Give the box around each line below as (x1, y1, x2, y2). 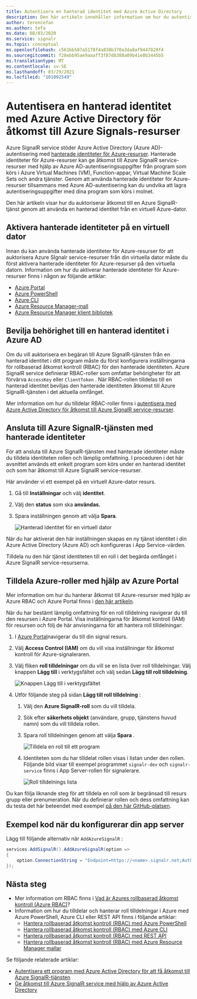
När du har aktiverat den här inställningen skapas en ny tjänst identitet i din (6, 535, 187, 542)
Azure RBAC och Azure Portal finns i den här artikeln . (6, 598, 134, 605)
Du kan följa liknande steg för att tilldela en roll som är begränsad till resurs (6, 790, 187, 797)
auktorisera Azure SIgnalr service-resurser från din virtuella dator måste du (6, 254, 188, 261)
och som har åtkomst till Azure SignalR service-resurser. (6, 466, 142, 474)
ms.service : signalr (6, 36, 57, 42)
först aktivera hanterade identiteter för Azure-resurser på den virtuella (6, 260, 175, 267)
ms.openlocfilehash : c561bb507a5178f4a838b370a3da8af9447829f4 (6, 47, 164, 53)
